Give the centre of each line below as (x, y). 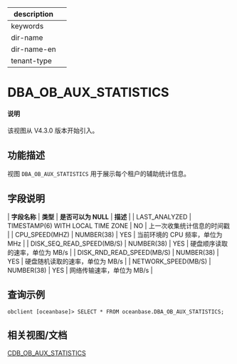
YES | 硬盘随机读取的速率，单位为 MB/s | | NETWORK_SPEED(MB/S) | (109, 261)
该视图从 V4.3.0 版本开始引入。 (53, 130)
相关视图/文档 (37, 335)
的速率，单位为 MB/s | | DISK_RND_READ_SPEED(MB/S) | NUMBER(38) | (113, 253)
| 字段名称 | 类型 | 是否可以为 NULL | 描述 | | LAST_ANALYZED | (100, 217)
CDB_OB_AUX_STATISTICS (47, 353)
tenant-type (31, 61)
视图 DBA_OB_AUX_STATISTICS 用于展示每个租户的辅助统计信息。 (99, 174)
